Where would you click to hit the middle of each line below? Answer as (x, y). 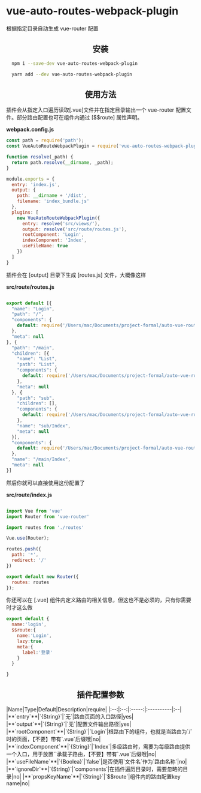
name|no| (18, 783)
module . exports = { (31, 179)
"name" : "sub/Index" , (44, 426)
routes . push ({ (24, 549)
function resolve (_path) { (40, 157)
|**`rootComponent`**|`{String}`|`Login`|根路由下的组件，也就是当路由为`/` (99, 731)
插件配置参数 (100, 695)
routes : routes (31, 582)
